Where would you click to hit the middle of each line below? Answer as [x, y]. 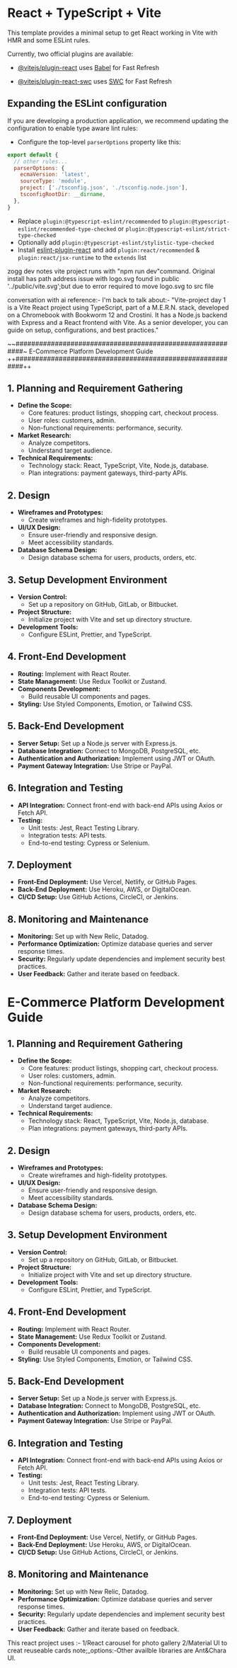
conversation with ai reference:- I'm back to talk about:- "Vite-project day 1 [117, 299]
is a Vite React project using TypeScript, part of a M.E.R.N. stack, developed [118, 307]
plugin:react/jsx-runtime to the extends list [82, 257]
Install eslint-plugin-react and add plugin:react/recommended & [109, 250]
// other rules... [41, 161]
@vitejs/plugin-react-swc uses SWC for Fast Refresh [94, 81]
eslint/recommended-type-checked [67, 229]
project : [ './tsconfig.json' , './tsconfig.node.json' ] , [104, 188]
